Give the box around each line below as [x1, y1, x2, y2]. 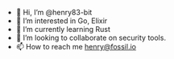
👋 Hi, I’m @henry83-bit [15, 8, 93, 17]
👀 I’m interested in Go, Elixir [15, 16, 108, 26]
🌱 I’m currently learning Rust [15, 25, 111, 33]
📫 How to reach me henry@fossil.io [15, 42, 137, 51]
